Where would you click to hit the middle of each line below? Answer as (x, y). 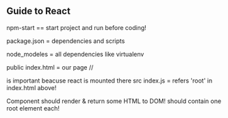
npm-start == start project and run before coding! (76, 27)
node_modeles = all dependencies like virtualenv (75, 54)
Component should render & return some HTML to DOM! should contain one (114, 101)
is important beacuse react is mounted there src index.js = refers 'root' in (110, 80)
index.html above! (31, 87)
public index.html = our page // (50, 67)
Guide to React (39, 11)
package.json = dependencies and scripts (66, 41)
